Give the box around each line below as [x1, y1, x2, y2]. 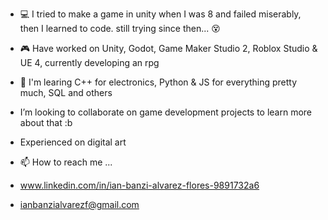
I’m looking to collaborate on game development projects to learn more [19, 106, 313, 118]
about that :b [19, 117, 73, 128]
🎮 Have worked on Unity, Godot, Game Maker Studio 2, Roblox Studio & [19, 43, 318, 54]
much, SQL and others [19, 87, 113, 98]
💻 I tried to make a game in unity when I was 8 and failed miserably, [19, 8, 302, 20]
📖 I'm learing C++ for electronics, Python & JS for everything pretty [19, 76, 298, 88]
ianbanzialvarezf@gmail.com [19, 199, 140, 210]
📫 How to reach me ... [19, 156, 113, 168]
